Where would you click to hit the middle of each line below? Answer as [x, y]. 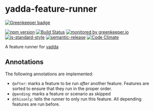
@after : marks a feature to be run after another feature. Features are [81, 83]
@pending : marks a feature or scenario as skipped [61, 93]
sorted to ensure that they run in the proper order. [62, 89]
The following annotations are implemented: [49, 74]
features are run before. [36, 104]
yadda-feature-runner [51, 9]
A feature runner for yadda [32, 46]
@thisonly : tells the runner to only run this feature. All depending [77, 99]
